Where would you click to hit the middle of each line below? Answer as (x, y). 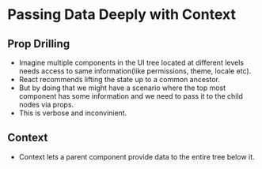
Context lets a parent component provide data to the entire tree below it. (137, 156)
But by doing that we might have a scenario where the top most (122, 88)
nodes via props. (46, 105)
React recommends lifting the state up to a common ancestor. (120, 79)
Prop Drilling (39, 44)
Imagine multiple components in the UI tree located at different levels (131, 62)
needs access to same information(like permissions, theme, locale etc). (135, 71)
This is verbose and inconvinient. (73, 113)
